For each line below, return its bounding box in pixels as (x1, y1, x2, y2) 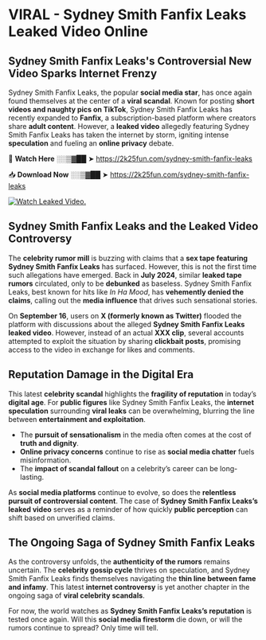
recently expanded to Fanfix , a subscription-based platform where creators (8, 113, 256, 123)
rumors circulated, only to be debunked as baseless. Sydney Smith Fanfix (8, 279, 252, 288)
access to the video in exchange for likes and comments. (8, 345, 195, 354)
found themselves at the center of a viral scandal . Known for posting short (8, 96, 255, 105)
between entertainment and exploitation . (8, 414, 146, 423)
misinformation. (19, 455, 72, 465)
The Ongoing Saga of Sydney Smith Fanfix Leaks (8, 536, 256, 550)
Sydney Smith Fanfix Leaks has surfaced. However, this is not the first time (8, 261, 257, 271)
